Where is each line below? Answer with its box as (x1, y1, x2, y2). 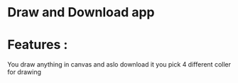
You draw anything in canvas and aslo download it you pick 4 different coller (7, 60, 231, 69)
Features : (7, 37, 68, 53)
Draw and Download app (7, 4, 155, 21)
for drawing (7, 68, 41, 77)
